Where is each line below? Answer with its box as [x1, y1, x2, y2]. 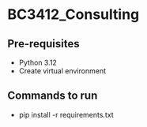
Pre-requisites [7, 37, 80, 50]
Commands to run [7, 89, 98, 103]
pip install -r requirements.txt [18, 110, 114, 119]
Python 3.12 [18, 58, 57, 67]
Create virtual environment [18, 66, 107, 76]
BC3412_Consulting [7, 6, 140, 24]
